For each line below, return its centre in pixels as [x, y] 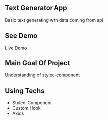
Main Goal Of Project [38, 63]
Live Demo [16, 48]
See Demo [21, 36]
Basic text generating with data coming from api [54, 20]
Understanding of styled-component [43, 75]
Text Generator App [36, 8]
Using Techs [25, 90]
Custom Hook [26, 108]
